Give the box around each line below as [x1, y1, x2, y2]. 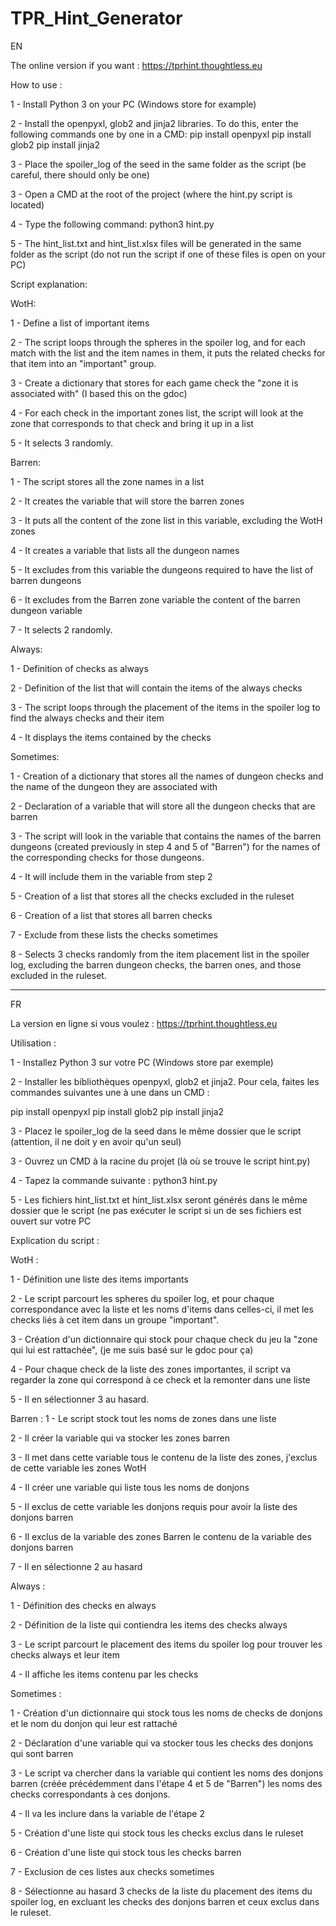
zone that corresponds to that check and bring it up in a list [10, 417, 254, 429]
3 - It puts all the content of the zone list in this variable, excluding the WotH [10, 514, 323, 526]
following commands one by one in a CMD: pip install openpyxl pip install [10, 128, 312, 140]
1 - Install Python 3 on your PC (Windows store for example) [10, 98, 257, 110]
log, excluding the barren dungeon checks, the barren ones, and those [10, 958, 302, 971]
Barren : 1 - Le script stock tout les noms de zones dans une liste [10, 1412, 277, 1424]
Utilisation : [10, 1037, 57, 1049]
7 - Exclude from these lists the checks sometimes [10, 928, 218, 941]
